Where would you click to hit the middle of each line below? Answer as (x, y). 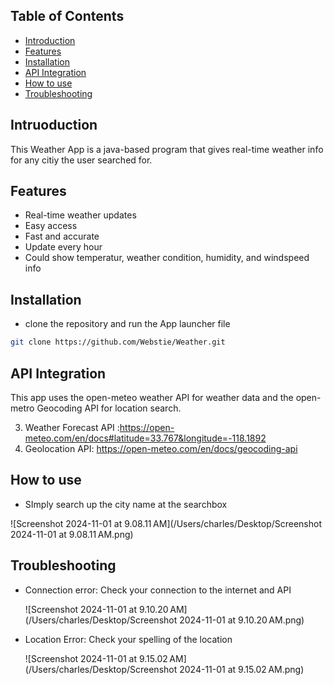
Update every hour (63, 247)
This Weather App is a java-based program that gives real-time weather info (167, 149)
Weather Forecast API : (72, 427)
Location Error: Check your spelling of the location (128, 639)
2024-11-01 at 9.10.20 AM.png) (242, 620)
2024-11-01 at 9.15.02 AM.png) (242, 669)
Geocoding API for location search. (109, 408)
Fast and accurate (62, 236)
